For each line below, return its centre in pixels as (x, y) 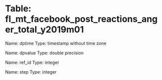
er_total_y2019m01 (44, 30)
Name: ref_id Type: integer (32, 62)
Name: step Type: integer (31, 72)
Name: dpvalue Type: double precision (44, 53)
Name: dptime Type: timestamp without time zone (56, 43)
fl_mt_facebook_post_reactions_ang (81, 19)
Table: (18, 9)
